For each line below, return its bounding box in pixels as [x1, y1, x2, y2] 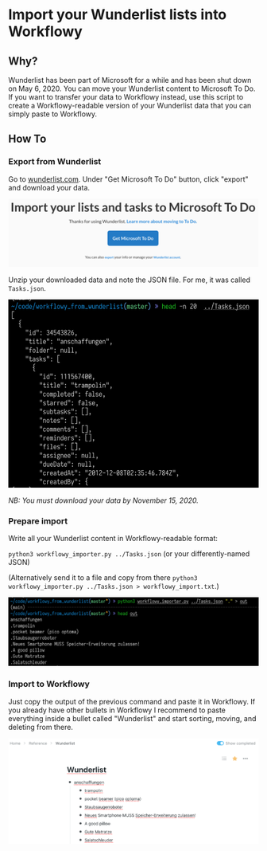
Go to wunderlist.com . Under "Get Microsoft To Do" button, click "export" [8, 174, 249, 184]
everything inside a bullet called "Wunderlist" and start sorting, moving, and [8, 713, 257, 723]
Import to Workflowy [8, 679, 90, 690]
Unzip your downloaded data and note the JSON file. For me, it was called [8, 275, 250, 284]
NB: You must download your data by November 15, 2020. [8, 496, 199, 505]
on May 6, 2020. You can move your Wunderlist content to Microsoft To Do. [8, 84, 256, 93]
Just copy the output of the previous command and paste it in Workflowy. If [8, 696, 256, 706]
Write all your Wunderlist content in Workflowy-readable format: [8, 534, 219, 543]
